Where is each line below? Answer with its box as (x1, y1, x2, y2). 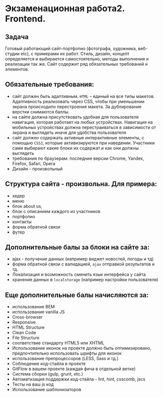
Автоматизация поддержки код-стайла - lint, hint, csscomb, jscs (12, 376, 145, 382)
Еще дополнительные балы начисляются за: (5, 291, 149, 299)
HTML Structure (12, 324, 45, 330)
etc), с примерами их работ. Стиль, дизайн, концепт (20, 51, 130, 57)
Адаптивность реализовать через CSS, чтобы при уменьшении (12, 98, 145, 104)
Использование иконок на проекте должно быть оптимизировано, (12, 345, 152, 351)
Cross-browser (12, 314, 43, 320)
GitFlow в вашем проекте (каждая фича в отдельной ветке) (12, 366, 136, 372)
